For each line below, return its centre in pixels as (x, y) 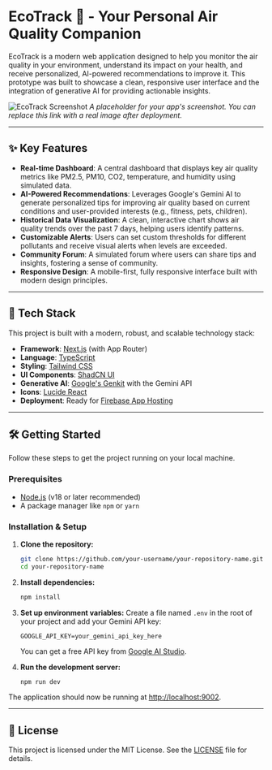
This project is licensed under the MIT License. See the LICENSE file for (128, 750)
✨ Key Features (48, 148)
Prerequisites (35, 479)
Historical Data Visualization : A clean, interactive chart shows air (130, 219)
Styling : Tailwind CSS (56, 366)
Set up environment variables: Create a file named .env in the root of (136, 612)
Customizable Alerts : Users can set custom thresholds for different (133, 237)
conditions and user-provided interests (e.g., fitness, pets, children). (134, 211)
